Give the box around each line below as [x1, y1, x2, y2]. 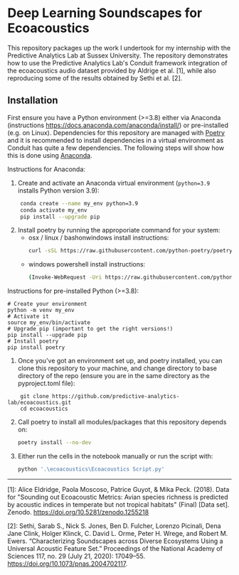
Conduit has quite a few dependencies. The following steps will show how [7, 144, 225, 152]
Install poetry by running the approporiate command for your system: [17, 226, 221, 235]
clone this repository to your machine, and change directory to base [17, 364, 217, 372]
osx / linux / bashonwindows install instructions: [28, 233, 169, 242]
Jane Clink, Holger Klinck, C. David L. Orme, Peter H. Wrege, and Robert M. [7, 529, 228, 537]
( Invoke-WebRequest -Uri [28, 274, 102, 281]
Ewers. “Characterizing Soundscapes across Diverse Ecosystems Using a [7, 537, 223, 545]
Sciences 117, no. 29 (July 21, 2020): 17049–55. [7, 552, 146, 560]
